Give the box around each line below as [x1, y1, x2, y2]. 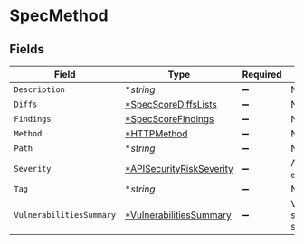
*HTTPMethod [125, 127, 188, 140]
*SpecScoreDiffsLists [125, 99, 217, 110]
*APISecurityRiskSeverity [125, 163, 233, 174]
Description [14, 85, 66, 95]
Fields [9, 42, 45, 57]
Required [242, 69, 282, 80]
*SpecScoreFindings [125, 113, 214, 125]
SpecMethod [9, 5, 109, 26]
